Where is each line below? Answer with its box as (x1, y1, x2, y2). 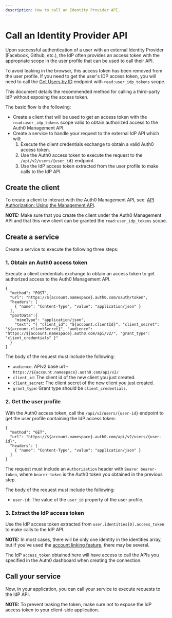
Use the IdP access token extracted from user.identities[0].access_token (5, 521, 164, 527)
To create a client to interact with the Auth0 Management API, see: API (5, 197, 155, 203)
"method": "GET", (10, 429, 47, 435)
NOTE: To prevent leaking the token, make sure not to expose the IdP (5, 601, 152, 607)
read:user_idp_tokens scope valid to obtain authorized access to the (12, 119, 158, 125)
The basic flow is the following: (5, 104, 71, 110)
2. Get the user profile (5, 398, 61, 405)
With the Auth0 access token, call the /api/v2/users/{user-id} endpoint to (5, 409, 164, 416)
